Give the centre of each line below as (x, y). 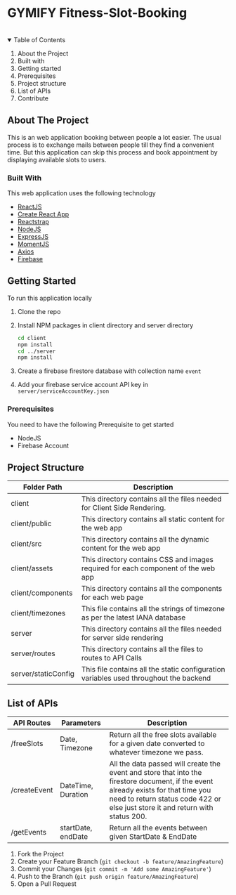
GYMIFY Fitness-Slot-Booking (97, 13)
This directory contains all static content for (153, 519)
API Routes (32, 723)
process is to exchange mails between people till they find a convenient (111, 145)
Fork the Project (41, 854)
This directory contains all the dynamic (145, 540)
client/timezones (38, 613)
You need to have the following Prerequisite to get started (91, 424)
